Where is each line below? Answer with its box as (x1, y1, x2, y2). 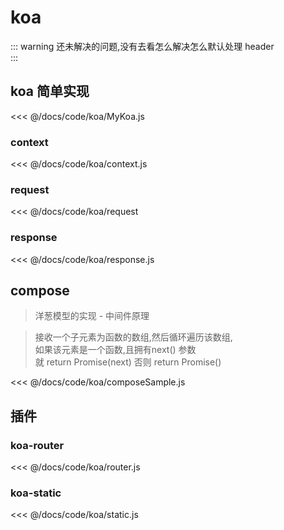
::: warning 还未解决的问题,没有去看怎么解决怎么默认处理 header (10, 40, 275, 52)
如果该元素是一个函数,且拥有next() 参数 (34, 344, 197, 356)
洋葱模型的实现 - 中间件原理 (34, 310, 150, 322)
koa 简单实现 (10, 83, 90, 100)
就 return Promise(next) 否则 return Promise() (34, 356, 222, 368)
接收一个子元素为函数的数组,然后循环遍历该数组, (34, 331, 233, 343)
